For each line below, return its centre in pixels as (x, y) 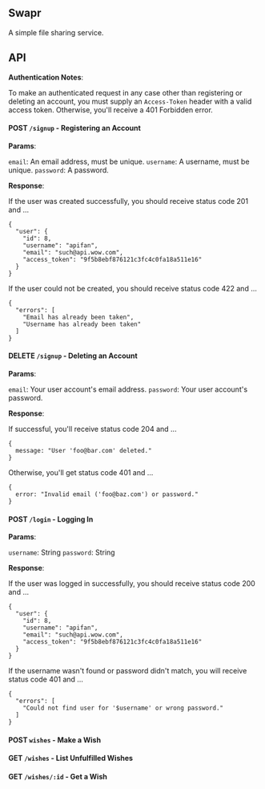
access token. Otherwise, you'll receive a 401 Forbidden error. (111, 110)
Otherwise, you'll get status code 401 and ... (81, 473)
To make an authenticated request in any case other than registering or (125, 92)
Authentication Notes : (46, 77)
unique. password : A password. (59, 170)
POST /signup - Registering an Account (75, 128)
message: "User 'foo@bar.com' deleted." (84, 451)
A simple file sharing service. (56, 32)
